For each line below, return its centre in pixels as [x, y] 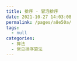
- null [19, 33]
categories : [20, 38]
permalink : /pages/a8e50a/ [39, 22]
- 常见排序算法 [27, 49]
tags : [13, 28]
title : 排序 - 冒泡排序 [32, 11]
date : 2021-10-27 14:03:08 [39, 17]
